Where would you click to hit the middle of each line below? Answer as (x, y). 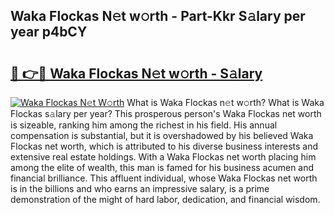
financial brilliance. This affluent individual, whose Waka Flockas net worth (164, 178)
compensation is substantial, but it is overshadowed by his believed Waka (162, 135)
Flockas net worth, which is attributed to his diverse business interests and (164, 146)
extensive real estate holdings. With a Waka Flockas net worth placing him (163, 157)
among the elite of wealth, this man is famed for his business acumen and (162, 167)
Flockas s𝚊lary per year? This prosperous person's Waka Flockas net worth (166, 113)
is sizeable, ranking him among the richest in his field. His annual (144, 125)
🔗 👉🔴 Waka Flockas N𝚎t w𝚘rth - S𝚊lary (136, 73)
